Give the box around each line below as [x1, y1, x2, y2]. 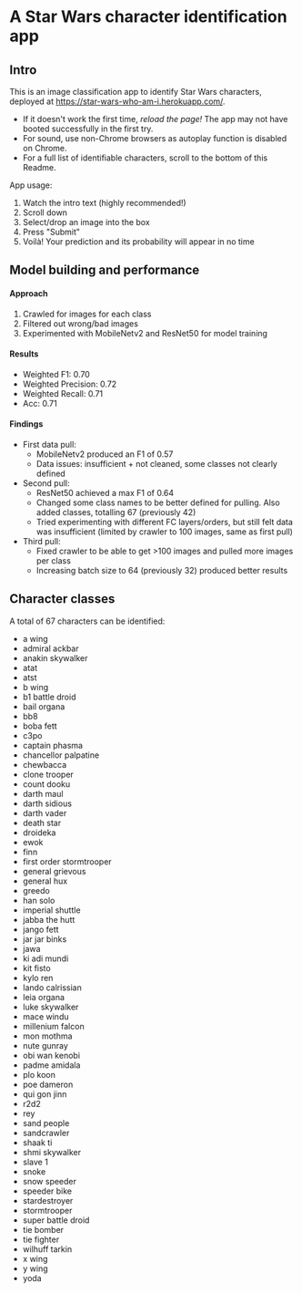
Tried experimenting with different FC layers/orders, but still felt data [35, 517, 294, 527]
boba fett [22, 720, 57, 731]
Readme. [22, 162, 56, 172]
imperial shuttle [22, 905, 81, 915]
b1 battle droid [22, 691, 76, 702]
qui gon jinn [22, 1088, 67, 1100]
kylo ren [22, 972, 54, 983]
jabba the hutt [22, 914, 75, 925]
